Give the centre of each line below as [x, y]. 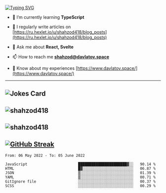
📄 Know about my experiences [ [45, 68]
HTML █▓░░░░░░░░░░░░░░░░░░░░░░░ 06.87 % [80, 168]
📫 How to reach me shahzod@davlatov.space [61, 57]
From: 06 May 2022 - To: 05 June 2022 [45, 155]
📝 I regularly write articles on [41, 27]
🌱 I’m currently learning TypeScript [48, 17]
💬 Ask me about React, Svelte [43, 47]
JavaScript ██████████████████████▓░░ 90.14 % [80, 164]
